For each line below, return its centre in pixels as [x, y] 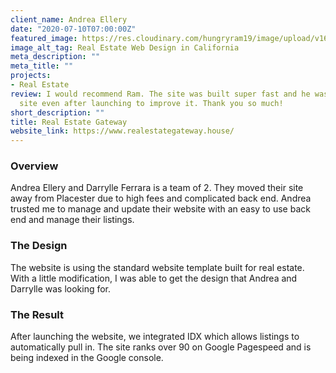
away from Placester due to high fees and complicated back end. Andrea [161, 198]
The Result [37, 314]
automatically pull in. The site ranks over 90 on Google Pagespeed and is [161, 347]
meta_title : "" [42, 66]
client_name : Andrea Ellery [69, 19]
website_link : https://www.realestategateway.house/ [122, 131]
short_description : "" [57, 112]
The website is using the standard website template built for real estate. [157, 267]
